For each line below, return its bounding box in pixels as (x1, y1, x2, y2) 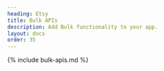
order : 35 (7, 37, 36, 44)
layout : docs (7, 30, 46, 37)
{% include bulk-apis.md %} (7, 56, 89, 64)
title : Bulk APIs (7, 17, 58, 24)
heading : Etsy (7, 10, 49, 18)
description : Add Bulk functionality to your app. (7, 23, 158, 30)
